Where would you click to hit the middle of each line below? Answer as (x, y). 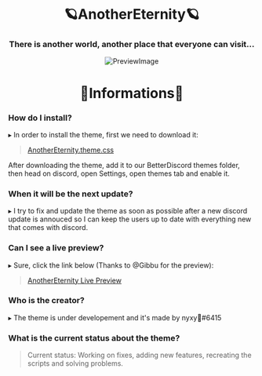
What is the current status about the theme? (94, 338)
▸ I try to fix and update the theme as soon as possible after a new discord (128, 211)
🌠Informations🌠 (132, 93)
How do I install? (40, 118)
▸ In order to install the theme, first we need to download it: (103, 134)
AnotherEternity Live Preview (74, 280)
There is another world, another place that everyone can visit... (132, 45)
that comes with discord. (48, 228)
